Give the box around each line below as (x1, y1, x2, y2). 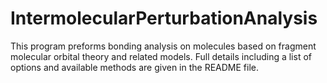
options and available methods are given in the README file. (10, 61, 260, 73)
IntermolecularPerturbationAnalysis (10, 7, 318, 30)
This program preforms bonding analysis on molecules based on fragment (10, 40, 317, 52)
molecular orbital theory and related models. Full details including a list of (10, 50, 312, 62)
